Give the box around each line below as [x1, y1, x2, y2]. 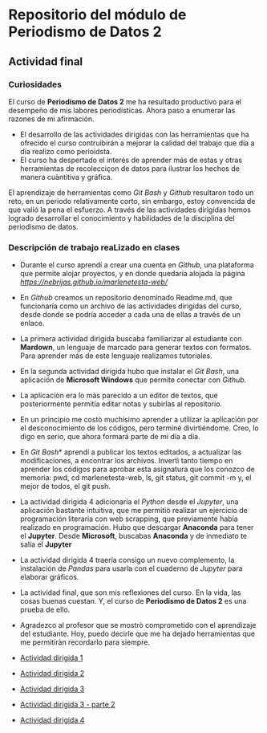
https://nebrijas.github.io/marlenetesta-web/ [19, 277, 168, 287]
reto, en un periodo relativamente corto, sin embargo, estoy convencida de [8, 196, 256, 206]
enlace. [19, 319, 45, 328]
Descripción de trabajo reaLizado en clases [8, 242, 180, 253]
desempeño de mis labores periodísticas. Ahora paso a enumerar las [8, 105, 236, 115]
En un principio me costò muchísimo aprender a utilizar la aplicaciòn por [19, 415, 259, 425]
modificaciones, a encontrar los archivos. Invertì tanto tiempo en [19, 456, 233, 466]
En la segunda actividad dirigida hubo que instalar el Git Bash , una [19, 367, 239, 377]
